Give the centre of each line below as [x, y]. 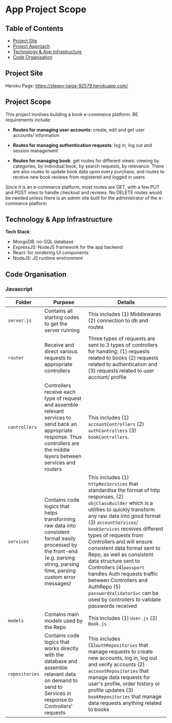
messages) [58, 584]
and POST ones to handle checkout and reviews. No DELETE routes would [84, 192]
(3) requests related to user [121, 371]
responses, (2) [106, 497]
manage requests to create [121, 652]
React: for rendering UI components [50, 252]
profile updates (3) [111, 690]
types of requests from [116, 535]
